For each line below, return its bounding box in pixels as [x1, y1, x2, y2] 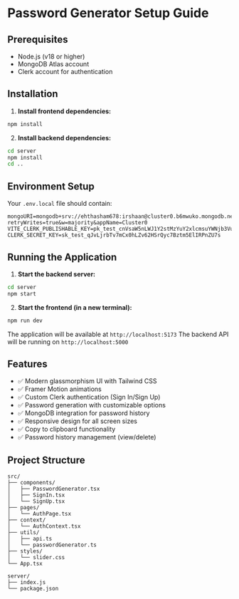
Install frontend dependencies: [17, 107, 112, 115]
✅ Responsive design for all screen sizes [17, 417, 137, 425]
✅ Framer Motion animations [17, 385, 102, 393]
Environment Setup [7, 180, 95, 192]
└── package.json [7, 585, 59, 593]
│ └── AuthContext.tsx [7, 523, 81, 530]
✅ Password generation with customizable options [17, 401, 166, 410]
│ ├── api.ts [7, 536, 53, 543]
